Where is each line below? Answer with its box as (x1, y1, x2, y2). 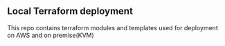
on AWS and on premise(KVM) (7, 31, 95, 39)
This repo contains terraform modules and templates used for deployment (7, 23, 218, 32)
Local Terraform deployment (7, 5, 134, 17)
